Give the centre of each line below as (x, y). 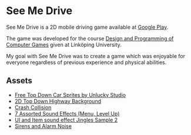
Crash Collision (33, 107)
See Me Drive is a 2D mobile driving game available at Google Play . (87, 27)
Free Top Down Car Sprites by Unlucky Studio (70, 95)
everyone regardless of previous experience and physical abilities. (86, 62)
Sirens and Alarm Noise (43, 126)
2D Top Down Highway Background (58, 101)
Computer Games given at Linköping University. (64, 45)
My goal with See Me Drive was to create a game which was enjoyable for (95, 56)
